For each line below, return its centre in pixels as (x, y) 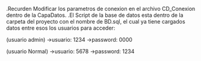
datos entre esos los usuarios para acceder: (61, 28)
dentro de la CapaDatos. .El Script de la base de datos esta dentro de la (95, 15)
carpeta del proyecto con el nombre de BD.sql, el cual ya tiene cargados (96, 21)
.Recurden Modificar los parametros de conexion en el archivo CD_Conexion (101, 9)
